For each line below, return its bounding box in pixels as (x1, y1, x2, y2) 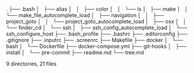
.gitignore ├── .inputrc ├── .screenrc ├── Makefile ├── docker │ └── (6, 37, 183, 43)
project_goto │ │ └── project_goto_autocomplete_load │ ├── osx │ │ (6, 18, 187, 25)
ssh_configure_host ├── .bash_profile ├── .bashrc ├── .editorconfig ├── (6, 30, 188, 37)
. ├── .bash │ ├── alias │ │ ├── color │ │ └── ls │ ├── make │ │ (6, 6, 188, 12)
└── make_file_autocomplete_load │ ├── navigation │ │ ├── (6, 12, 165, 19)
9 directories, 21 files (6, 60, 57, 67)
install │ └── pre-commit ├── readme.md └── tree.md (6, 49, 144, 55)
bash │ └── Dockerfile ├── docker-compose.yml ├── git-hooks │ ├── (6, 43, 187, 50)
